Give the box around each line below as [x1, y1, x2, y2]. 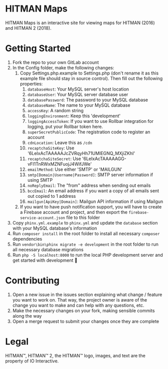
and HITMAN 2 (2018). [5, 25, 52, 31]
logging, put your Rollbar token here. [27, 123, 103, 129]
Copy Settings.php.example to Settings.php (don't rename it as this [20, 70, 159, 76]
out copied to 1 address [27, 193, 76, 199]
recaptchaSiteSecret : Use [27, 156, 81, 162]
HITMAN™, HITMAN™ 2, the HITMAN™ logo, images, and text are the [5, 352, 145, 358]
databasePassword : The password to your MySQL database [27, 97, 148, 103]
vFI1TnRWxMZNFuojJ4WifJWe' [27, 161, 92, 167]
